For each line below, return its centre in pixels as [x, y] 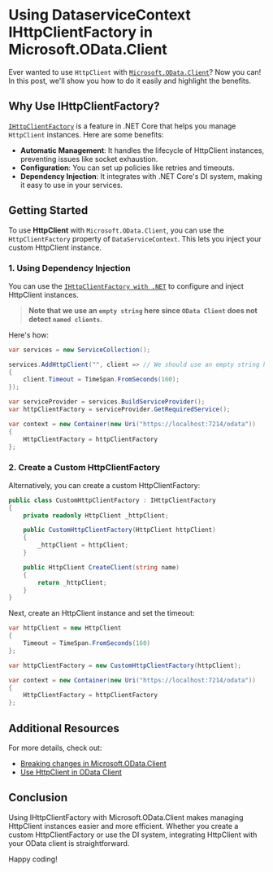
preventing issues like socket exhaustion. [89, 159]
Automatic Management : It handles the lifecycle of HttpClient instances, [142, 150]
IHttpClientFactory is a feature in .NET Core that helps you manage [122, 126]
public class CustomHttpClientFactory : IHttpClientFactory [113, 500]
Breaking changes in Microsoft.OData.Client [93, 763]
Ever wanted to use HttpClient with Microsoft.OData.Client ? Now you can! [135, 72]
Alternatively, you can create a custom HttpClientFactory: [104, 485]
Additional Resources [64, 728]
